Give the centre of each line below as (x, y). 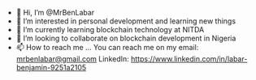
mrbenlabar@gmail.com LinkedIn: (73, 59)
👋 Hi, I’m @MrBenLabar (55, 13)
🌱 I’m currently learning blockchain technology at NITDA (110, 29)
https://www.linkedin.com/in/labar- (189, 59)
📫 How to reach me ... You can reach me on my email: (107, 47)
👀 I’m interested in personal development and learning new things (126, 21)
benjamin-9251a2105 (51, 67)
